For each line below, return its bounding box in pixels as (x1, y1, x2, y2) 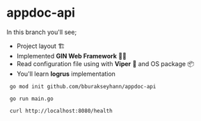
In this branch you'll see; (6, 28, 77, 36)
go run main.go (9, 95, 54, 102)
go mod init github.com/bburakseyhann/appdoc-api (9, 83, 156, 90)
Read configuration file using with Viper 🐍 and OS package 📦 (16, 59, 195, 67)
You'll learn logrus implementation (16, 70, 116, 78)
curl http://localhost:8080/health (9, 107, 113, 114)
